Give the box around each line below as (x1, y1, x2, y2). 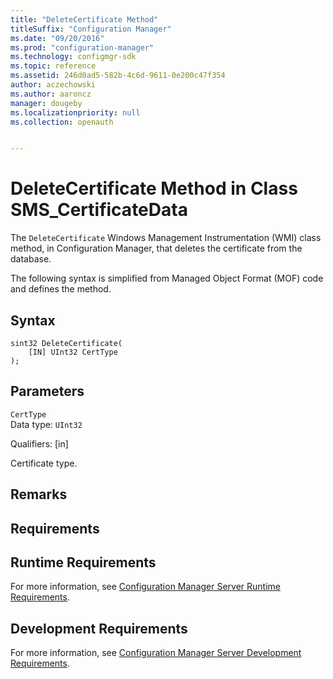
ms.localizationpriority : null (10, 107, 141, 118)
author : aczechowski (10, 80, 97, 90)
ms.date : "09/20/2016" (10, 33, 105, 43)
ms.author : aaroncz (10, 89, 92, 99)
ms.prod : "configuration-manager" (10, 42, 155, 53)
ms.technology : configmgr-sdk (10, 52, 137, 62)
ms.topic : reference (10, 61, 97, 71)
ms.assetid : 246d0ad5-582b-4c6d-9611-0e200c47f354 (10, 71, 226, 81)
